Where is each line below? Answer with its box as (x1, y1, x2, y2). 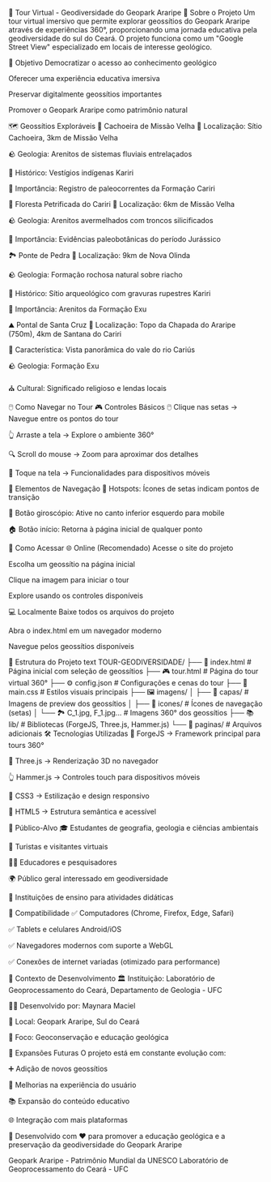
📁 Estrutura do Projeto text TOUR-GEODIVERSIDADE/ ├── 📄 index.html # (8, 657, 252, 667)
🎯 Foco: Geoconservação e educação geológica (8, 1033, 169, 1042)
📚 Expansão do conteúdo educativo (8, 1096, 130, 1106)
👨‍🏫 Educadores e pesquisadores (8, 857, 117, 867)
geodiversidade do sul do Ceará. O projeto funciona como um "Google (8, 33, 244, 43)
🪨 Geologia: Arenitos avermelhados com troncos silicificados (8, 216, 214, 225)
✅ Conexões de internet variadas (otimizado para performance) (8, 957, 221, 966)
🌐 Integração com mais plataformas (8, 1115, 128, 1124)
